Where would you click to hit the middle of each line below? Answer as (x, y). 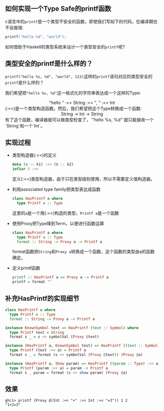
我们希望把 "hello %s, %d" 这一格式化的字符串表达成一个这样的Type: (73, 93)
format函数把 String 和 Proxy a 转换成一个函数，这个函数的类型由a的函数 (83, 252)
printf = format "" (32, 282)
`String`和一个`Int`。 (25, 125)
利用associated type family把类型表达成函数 (56, 189)
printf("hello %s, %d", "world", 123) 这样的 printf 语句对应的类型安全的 (79, 76)
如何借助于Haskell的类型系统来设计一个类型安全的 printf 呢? (65, 47)
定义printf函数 (26, 268)
